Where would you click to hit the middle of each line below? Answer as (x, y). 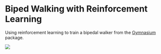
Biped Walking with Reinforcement (76, 9)
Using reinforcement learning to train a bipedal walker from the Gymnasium (80, 32)
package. (14, 38)
